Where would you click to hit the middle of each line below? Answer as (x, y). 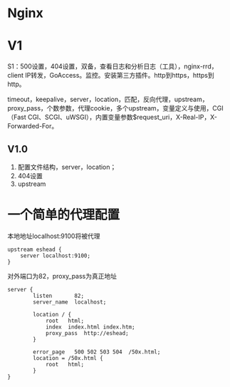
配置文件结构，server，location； (67, 167)
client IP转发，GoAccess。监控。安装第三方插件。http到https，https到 (111, 76)
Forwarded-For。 (33, 126)
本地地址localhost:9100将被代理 (54, 236)
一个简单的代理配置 (64, 215)
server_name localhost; (70, 302)
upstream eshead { (35, 249)
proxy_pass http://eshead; (87, 333)
